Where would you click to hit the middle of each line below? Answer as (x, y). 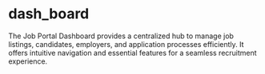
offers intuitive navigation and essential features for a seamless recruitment (133, 53)
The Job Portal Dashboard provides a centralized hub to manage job (121, 36)
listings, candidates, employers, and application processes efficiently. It (126, 44)
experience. (28, 61)
